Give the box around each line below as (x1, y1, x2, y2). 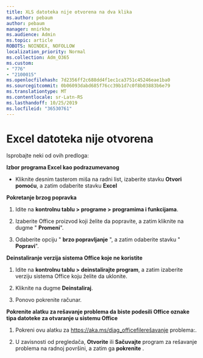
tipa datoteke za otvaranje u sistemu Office (6, 315, 118, 322)
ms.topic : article (6, 37, 53, 43)
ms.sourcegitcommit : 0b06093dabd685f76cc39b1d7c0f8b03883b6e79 (6, 83, 171, 89)
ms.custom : (6, 60, 34, 66)
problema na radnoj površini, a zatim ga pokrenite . (15, 345, 144, 352)
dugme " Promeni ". (15, 224, 64, 232)
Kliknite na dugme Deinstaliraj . (15, 285, 93, 292)
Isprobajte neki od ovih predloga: (6, 152, 90, 159)
